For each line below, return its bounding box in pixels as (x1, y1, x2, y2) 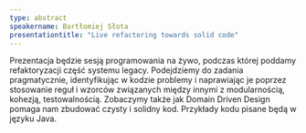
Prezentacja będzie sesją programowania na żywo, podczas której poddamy (9, 56, 297, 66)
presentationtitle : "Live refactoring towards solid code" (9, 30, 239, 39)
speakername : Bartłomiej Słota (9, 22, 129, 31)
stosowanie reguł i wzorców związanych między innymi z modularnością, (9, 84, 285, 96)
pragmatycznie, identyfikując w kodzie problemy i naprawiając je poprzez (9, 75, 287, 86)
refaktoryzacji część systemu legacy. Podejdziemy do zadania (9, 65, 244, 76)
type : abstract (9, 13, 68, 23)
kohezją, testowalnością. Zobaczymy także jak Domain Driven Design (9, 94, 271, 105)
